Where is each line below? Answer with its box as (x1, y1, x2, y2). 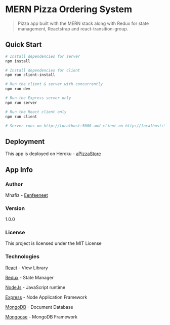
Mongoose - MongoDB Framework (5, 313, 77, 320)
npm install (5, 58, 30, 64)
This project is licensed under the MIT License (5, 240, 102, 246)
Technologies (5, 253, 39, 260)
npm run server (5, 100, 37, 105)
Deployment (5, 137, 45, 146)
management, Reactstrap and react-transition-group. (17, 25, 129, 31)
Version (5, 204, 25, 211)
